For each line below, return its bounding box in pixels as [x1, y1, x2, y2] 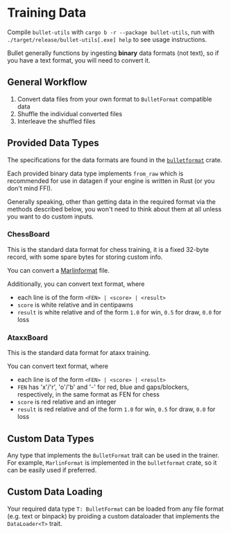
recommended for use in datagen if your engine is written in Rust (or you [7, 176, 215, 185]
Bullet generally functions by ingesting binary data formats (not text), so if [7, 49, 219, 57]
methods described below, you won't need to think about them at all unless [7, 205, 222, 213]
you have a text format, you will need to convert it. [7, 56, 151, 64]
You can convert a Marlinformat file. [7, 266, 110, 274]
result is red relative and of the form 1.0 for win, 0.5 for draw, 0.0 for [17, 405, 216, 413]
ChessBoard [7, 230, 50, 239]
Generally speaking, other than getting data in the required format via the [7, 197, 216, 206]
